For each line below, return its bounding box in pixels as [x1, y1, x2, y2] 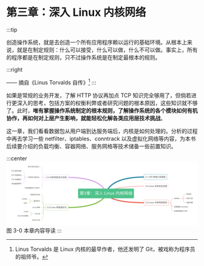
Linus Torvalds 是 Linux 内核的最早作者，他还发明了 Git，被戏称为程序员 [15, 245, 195, 253]
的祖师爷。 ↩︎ [15, 253, 49, 260]
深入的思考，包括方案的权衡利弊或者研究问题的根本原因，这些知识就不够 [16, 99, 198, 106]
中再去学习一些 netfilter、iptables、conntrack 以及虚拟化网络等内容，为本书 [6, 135, 196, 142]
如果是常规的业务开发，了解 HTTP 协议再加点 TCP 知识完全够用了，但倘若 [6, 92, 191, 99]
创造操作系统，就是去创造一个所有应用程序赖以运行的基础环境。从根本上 [6, 38, 187, 46]
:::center [6, 154, 27, 162]
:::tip [6, 26, 18, 33]
